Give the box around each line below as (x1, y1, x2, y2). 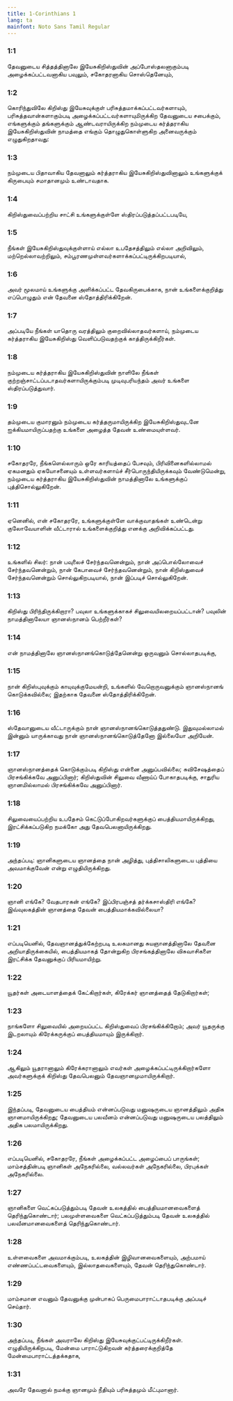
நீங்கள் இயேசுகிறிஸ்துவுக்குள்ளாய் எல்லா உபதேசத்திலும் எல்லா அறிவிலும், (7, 243, 204, 251)
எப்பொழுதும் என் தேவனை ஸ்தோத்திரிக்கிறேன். (7, 293, 133, 302)
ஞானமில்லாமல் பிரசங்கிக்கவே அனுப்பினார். (7, 781, 123, 789)
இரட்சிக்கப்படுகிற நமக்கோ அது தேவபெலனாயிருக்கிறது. (7, 822, 152, 830)
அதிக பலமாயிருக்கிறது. (7, 1120, 69, 1129)
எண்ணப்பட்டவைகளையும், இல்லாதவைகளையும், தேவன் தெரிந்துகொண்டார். (7, 1260, 207, 1269)
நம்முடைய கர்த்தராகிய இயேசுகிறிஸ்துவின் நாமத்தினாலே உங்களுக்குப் (7, 474, 188, 483)
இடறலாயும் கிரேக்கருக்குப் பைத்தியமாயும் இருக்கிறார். (7, 1030, 145, 1038)
